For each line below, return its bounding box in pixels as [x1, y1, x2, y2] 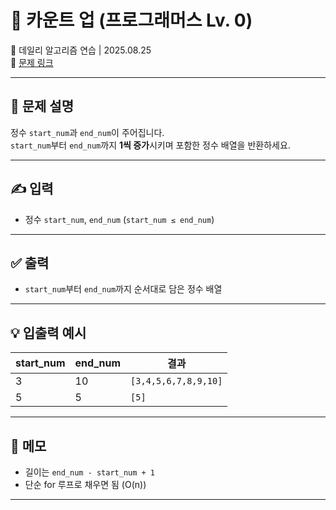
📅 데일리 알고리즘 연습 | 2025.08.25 [10, 44, 152, 56]
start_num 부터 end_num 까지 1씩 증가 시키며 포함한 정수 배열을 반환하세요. [10, 139, 291, 151]
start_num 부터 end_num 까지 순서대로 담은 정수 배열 [24, 283, 223, 295]
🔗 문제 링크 [10, 56, 54, 68]
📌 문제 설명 [10, 98, 75, 115]
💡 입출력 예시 [10, 324, 87, 341]
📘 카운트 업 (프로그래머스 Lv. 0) [10, 9, 253, 32]
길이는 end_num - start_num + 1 [24, 466, 156, 478]
